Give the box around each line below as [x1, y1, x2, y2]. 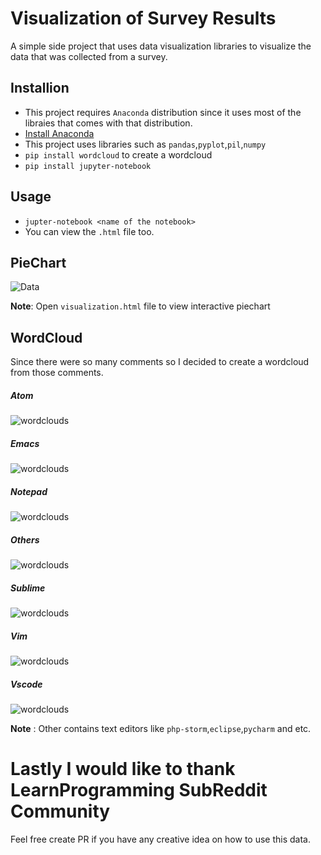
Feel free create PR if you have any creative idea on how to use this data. [10, 833, 311, 845]
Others [10, 533, 40, 546]
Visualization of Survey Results [10, 7, 277, 30]
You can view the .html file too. [24, 225, 155, 237]
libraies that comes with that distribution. [24, 117, 193, 129]
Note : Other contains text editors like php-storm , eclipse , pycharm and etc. [10, 722, 312, 734]
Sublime [10, 582, 46, 594]
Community [10, 800, 111, 823]
